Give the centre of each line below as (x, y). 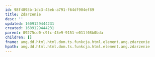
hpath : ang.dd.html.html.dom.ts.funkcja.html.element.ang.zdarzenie (77, 47)
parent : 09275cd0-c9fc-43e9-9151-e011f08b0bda (54, 33)
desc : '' (14, 19)
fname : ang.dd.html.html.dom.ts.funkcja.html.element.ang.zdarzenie (77, 42)
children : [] (19, 38)
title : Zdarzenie (23, 14)
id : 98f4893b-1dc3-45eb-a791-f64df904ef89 (50, 10)
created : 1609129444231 (30, 28)
